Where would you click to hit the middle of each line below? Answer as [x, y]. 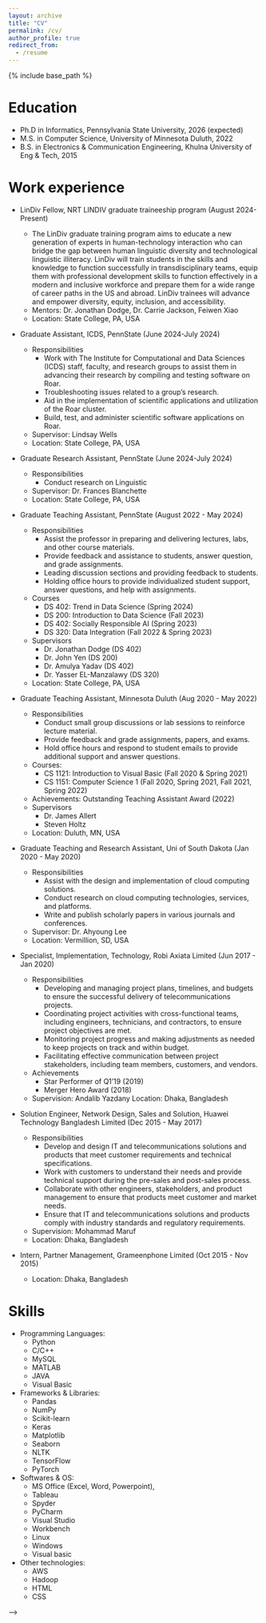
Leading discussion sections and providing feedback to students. [151, 573]
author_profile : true [44, 38]
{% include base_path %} [50, 75]
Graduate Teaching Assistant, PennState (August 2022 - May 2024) [131, 514]
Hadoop [45, 1579]
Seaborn [46, 1443]
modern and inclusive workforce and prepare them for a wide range [143, 284]
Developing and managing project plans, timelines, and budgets [149, 988]
